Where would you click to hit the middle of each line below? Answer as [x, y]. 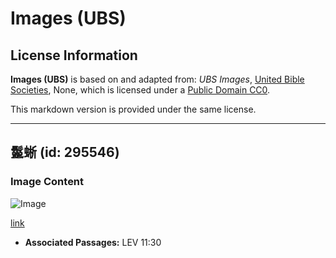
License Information [74, 55]
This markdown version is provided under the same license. [133, 109]
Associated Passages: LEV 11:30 [93, 242]
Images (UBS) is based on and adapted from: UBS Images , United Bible [157, 79]
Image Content [47, 182]
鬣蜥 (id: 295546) [65, 152]
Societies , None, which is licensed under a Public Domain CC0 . [140, 90]
